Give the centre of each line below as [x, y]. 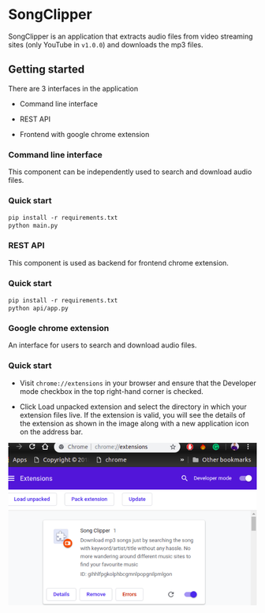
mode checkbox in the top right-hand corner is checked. [111, 391]
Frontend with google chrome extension [84, 134]
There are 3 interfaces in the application [73, 88]
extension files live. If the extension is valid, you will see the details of [132, 414]
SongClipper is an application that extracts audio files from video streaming [131, 36]
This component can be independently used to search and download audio [130, 172]
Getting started [47, 70]
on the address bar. [51, 432]
